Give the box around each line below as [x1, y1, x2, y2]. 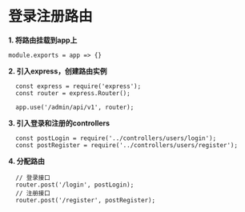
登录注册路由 [8, 7, 94, 26]
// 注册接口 [15, 189, 50, 197]
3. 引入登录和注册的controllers [8, 118, 110, 128]
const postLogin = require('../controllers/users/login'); [15, 134, 217, 142]
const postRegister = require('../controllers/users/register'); [15, 141, 239, 149]
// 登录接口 [15, 174, 50, 182]
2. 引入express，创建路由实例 [8, 66, 107, 76]
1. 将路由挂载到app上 [8, 35, 78, 45]
